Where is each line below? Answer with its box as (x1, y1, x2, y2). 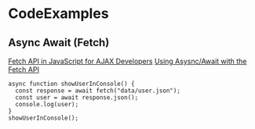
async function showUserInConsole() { (8, 80, 135, 88)
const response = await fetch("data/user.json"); (15, 87, 180, 95)
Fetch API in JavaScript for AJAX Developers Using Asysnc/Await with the (8, 56, 247, 66)
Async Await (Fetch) (8, 36, 110, 49)
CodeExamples (8, 5, 109, 23)
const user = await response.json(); (15, 94, 139, 102)
